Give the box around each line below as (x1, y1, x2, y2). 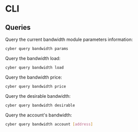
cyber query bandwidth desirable (5, 103, 75, 108)
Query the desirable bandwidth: (5, 93, 71, 99)
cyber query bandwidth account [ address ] (5, 121, 93, 126)
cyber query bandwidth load (5, 65, 64, 70)
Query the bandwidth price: (5, 74, 62, 80)
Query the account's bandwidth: (5, 112, 72, 118)
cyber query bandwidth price (5, 84, 66, 89)
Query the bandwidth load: (5, 55, 61, 61)
